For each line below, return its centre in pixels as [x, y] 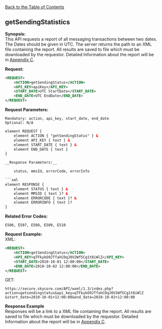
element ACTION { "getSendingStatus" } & [56, 136]
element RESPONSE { [25, 184]
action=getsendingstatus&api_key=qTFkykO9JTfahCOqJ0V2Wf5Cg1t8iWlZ [74, 293]
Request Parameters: [27, 110]
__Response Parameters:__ [31, 163]
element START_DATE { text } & [45, 145]
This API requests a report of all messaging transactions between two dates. [81, 39]
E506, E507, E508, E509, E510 [36, 225]
